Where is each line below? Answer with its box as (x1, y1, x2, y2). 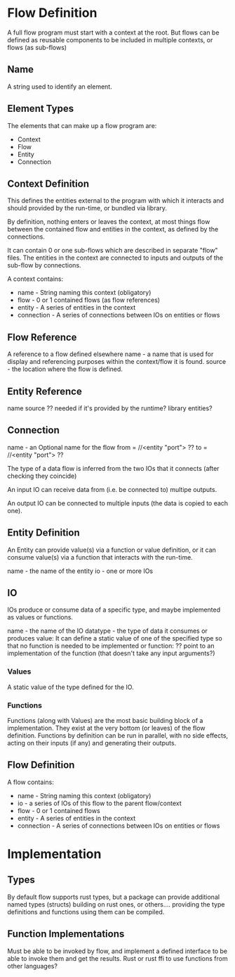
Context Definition (7, 177, 90, 189)
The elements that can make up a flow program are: (7, 121, 157, 130)
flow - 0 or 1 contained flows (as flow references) (17, 296, 160, 304)
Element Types (7, 103, 74, 115)
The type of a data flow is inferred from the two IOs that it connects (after (7, 464, 220, 472)
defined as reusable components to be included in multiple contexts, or (7, 35, 213, 44)
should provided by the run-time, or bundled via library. (7, 204, 167, 213)
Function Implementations (7, 928, 125, 940)
